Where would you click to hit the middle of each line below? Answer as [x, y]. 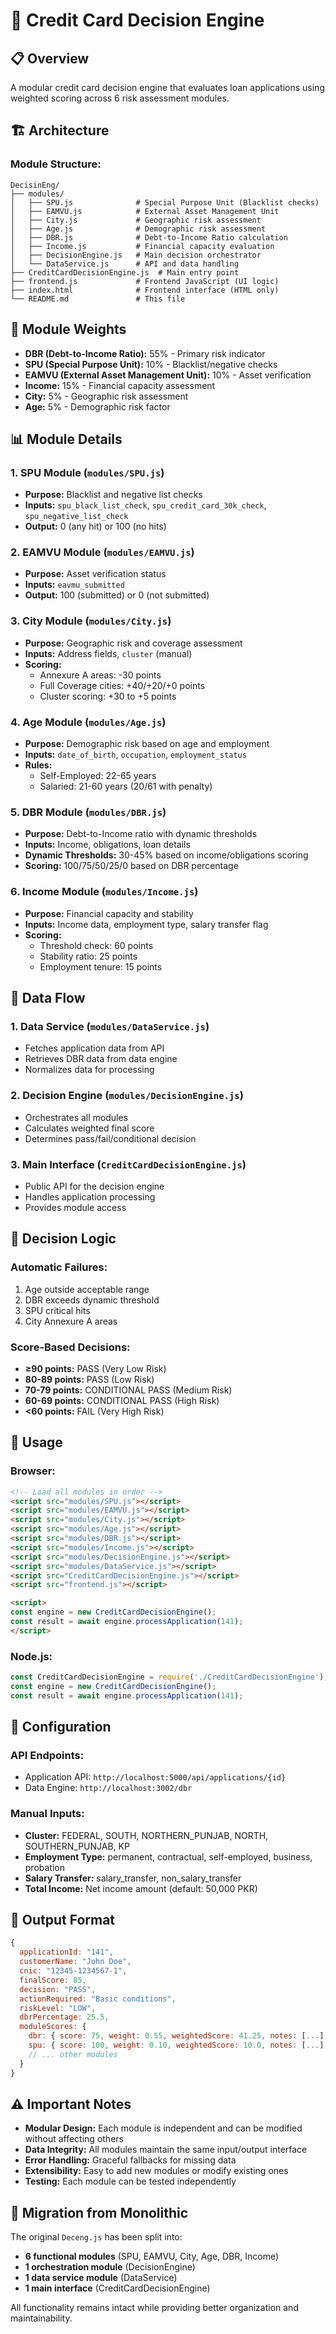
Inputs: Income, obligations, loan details [107, 845]
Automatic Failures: [59, 1267]
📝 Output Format [63, 1920]
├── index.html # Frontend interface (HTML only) [145, 290]
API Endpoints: [47, 1755]
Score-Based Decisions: [70, 1347]
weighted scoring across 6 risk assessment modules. [120, 98]
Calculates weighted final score [89, 1128]
